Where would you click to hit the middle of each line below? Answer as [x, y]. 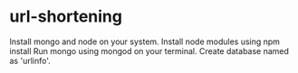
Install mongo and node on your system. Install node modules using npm [145, 41]
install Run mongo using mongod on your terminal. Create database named [149, 50]
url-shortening [66, 17]
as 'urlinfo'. [30, 60]
